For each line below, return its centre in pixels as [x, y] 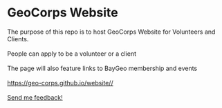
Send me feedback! [35, 97]
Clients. [18, 39]
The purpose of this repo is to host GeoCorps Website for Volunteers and [111, 32]
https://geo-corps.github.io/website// [60, 83]
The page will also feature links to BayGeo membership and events [102, 68]
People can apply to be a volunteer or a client [72, 54]
